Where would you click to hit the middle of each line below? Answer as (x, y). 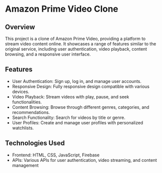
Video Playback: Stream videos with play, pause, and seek (71, 96)
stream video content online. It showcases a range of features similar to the (81, 44)
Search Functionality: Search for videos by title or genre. (69, 117)
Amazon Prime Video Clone (62, 9)
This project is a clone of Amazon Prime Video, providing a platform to (75, 38)
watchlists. (23, 128)
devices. (21, 92)
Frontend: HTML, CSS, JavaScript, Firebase (56, 155)
